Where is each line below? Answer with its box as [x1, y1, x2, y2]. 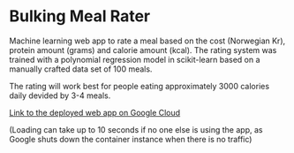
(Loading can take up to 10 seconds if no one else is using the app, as [9, 124, 263, 134]
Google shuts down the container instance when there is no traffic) [9, 134, 253, 144]
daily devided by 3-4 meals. [9, 90, 111, 101]
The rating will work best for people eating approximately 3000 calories [9, 80, 270, 91]
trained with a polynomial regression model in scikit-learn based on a [9, 54, 260, 65]
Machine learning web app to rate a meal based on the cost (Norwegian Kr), [9, 35, 286, 46]
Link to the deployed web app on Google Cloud [9, 107, 181, 118]
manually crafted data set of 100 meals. [9, 64, 153, 74]
